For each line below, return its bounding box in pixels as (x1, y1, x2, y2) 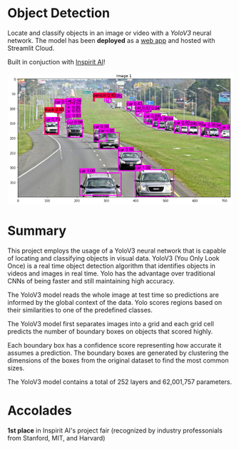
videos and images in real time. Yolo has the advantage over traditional (7, 269, 215, 278)
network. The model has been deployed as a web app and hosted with (7, 36, 215, 44)
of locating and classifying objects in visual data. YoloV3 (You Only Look (7, 253, 220, 262)
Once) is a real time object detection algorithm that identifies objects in (7, 261, 216, 270)
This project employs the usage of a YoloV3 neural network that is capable (7, 246, 227, 255)
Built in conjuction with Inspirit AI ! (7, 57, 106, 66)
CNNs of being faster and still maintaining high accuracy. (7, 276, 175, 285)
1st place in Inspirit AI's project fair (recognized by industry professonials (7, 426, 223, 435)
